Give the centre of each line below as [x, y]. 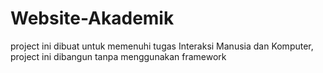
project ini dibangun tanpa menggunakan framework [118, 56]
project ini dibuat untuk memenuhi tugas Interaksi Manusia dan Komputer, [162, 46]
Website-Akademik [92, 18]
